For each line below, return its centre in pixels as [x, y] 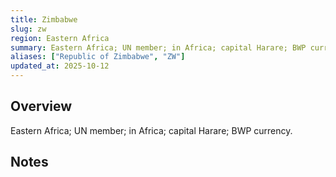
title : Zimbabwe [44, 19]
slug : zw [28, 29]
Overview [41, 106]
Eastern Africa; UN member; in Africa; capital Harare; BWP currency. [151, 130]
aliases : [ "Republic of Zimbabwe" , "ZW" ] [98, 57]
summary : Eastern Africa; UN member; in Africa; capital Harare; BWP [158, 47]
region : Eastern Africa [60, 38]
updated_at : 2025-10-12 [60, 66]
